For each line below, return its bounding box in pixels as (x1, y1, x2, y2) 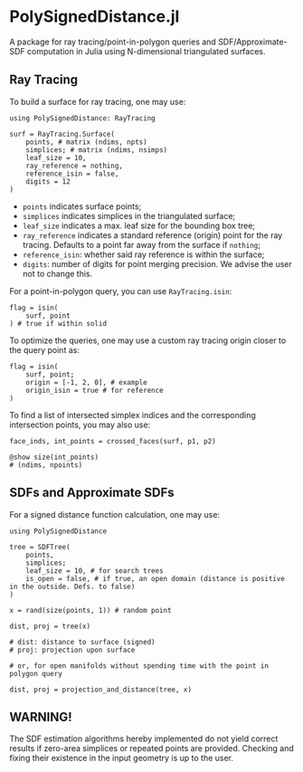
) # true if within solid (9, 319, 107, 328)
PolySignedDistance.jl (9, 6, 180, 27)
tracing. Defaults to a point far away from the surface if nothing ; (22, 239, 260, 250)
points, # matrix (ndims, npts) (25, 138, 147, 147)
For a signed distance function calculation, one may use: (9, 509, 220, 519)
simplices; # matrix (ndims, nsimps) (25, 145, 168, 155)
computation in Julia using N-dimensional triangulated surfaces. (26, 45, 266, 56)
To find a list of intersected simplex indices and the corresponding (9, 409, 256, 420)
